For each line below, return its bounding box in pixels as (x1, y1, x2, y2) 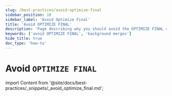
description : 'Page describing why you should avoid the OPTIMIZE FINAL (5, 27, 164, 32)
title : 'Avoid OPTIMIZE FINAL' (5, 21, 72, 27)
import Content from (5, 80, 49, 86)
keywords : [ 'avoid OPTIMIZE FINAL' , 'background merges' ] (5, 31, 132, 36)
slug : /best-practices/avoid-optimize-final (5, 7, 102, 13)
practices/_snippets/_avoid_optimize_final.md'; (5, 85, 104, 91)
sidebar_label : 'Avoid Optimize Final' (5, 17, 91, 22)
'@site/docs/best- (49, 80, 88, 86)
